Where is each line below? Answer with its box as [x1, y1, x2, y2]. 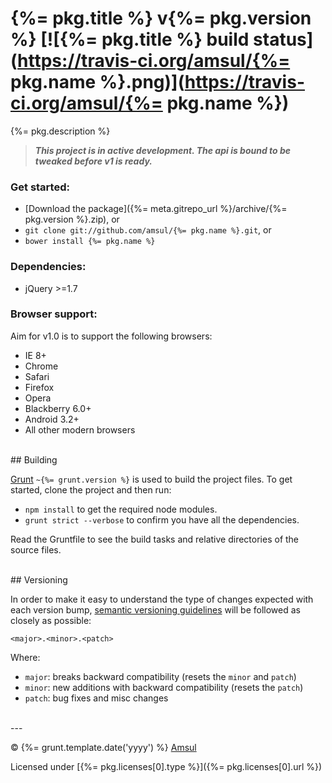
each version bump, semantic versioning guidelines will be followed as [10, 603, 301, 616]
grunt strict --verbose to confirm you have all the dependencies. [24, 513, 300, 526]
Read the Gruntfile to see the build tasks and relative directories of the [10, 533, 300, 545]
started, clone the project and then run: [10, 483, 172, 496]
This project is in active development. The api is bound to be [34, 144, 292, 156]
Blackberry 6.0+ [24, 402, 92, 414]
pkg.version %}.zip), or [24, 213, 120, 226]
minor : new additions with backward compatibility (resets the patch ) [24, 681, 304, 693]
